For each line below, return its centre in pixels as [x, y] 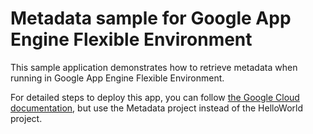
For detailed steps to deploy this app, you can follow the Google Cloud [155, 97]
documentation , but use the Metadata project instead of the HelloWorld [157, 108]
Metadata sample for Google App [151, 18]
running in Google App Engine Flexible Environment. [117, 78]
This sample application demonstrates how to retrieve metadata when [154, 67]
